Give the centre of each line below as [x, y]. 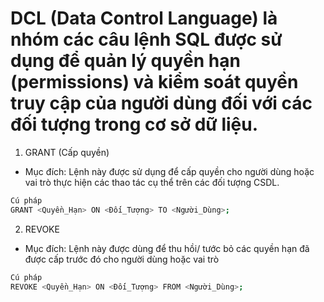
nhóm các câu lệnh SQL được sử [146, 39]
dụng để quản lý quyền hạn [125, 61]
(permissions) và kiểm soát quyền [154, 82]
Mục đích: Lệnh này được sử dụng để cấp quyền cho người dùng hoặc [169, 171]
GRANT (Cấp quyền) [67, 152]
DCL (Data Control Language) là [144, 18]
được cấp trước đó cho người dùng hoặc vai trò [122, 259]
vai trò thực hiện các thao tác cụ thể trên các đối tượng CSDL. [152, 182]
